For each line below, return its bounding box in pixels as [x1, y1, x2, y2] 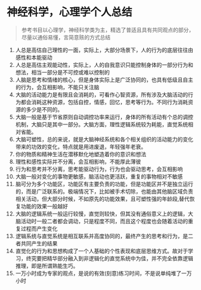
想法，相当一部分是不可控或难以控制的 [15, 68, 110, 76]
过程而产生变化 [20, 224, 58, 232]
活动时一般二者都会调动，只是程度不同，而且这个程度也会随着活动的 [20, 217, 188, 224]
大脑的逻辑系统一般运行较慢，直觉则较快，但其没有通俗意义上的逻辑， [15, 210, 188, 217]
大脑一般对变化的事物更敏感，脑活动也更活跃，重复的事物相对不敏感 [15, 173, 183, 180]
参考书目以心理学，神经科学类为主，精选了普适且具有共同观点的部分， [21, 26, 194, 33]
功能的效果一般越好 [20, 202, 68, 210]
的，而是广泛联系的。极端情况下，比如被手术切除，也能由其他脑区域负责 [15, 188, 193, 195]
